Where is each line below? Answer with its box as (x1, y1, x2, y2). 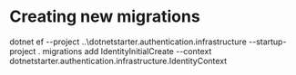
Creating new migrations (9, 6, 200, 27)
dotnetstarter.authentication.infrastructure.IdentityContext (9, 55, 228, 66)
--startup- (249, 36, 287, 47)
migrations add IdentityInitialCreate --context (42, 45, 212, 56)
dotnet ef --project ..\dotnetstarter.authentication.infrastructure (9, 36, 248, 47)
